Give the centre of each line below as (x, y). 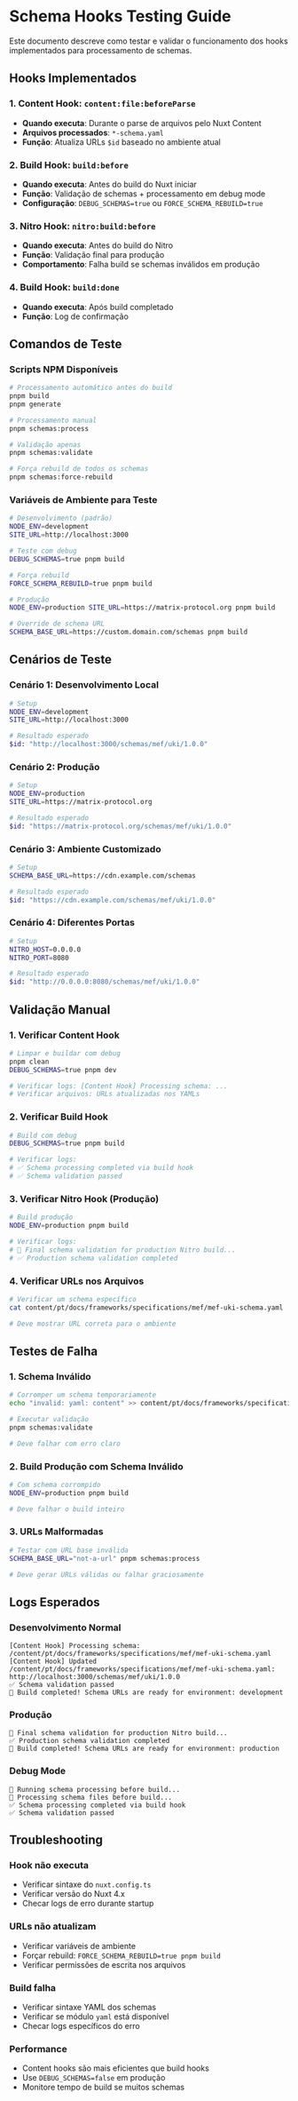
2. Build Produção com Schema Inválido (96, 1466)
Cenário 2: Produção (55, 767)
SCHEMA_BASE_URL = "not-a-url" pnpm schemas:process (105, 1558)
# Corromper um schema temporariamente (83, 1395)
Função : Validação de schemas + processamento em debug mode (144, 194)
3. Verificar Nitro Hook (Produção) (84, 1198)
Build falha (32, 1987)
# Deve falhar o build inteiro (67, 1509)
